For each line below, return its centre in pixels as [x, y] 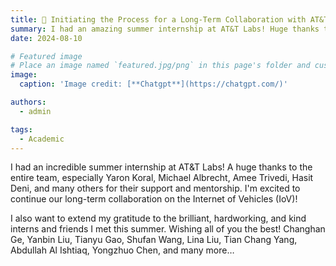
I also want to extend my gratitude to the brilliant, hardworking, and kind [158, 218]
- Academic [42, 139]
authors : [28, 102]
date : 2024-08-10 [46, 38]
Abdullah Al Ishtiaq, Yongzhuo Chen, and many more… [122, 250]
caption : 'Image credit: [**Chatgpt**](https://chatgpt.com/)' [153, 84]
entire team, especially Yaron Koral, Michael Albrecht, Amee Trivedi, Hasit [162, 178]
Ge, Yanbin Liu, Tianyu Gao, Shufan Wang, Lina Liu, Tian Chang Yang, [154, 240]
